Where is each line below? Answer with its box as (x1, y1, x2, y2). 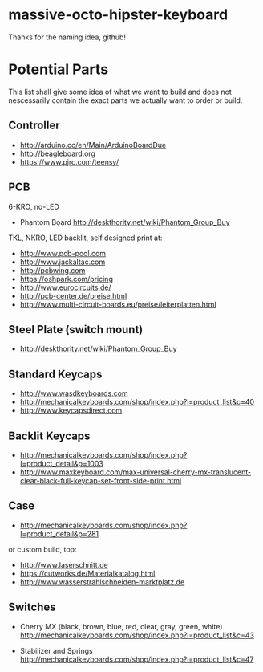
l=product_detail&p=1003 (19, 458, 104, 468)
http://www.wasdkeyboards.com (19, 389, 128, 398)
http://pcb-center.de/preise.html (19, 291, 127, 300)
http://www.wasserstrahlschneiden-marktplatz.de (19, 576, 185, 587)
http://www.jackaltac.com (19, 257, 106, 267)
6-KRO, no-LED (8, 202, 60, 211)
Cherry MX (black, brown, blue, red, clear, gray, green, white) (19, 621, 223, 631)
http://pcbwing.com (19, 265, 86, 275)
